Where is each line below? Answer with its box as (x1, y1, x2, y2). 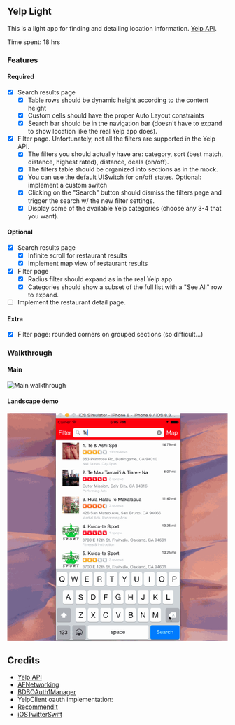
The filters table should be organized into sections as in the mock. (27, 165, 218, 174)
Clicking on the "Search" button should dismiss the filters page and (27, 188, 222, 197)
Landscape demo (7, 397, 59, 405)
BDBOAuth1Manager (17, 688, 77, 696)
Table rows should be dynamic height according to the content (27, 96, 208, 104)
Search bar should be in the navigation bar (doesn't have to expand (27, 119, 222, 128)
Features (7, 55, 38, 65)
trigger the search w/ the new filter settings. (27, 196, 155, 205)
